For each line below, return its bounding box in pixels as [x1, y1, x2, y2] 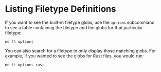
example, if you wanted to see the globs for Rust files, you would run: [5, 53, 144, 59]
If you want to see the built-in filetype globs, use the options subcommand [5, 19, 155, 25]
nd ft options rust [5, 62, 45, 67]
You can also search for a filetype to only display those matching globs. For [5, 48, 156, 54]
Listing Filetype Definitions [5, 3, 116, 15]
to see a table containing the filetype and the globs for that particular [5, 24, 143, 30]
